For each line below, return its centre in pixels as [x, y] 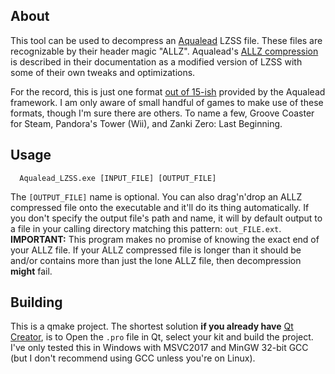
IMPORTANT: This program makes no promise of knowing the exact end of [165, 239]
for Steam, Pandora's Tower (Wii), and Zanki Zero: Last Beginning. [146, 123]
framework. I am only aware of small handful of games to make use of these [167, 102]
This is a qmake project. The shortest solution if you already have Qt [152, 326]
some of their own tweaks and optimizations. [103, 72]
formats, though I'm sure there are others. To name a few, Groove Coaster [162, 113]
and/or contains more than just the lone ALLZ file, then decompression [156, 260]
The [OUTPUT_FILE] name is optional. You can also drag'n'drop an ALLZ [156, 196]
